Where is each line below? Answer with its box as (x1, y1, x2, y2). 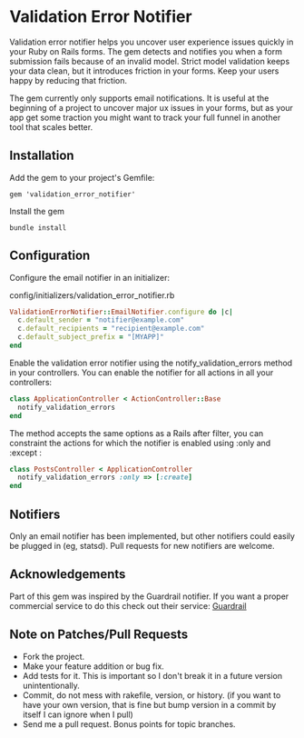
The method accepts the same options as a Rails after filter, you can (9, 427, 264, 438)
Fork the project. (22, 651, 85, 662)
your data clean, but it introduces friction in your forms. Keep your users (9, 65, 279, 76)
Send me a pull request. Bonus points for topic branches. (22, 718, 236, 729)
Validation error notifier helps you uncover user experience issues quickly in (9, 36, 294, 47)
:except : (9, 447, 43, 458)
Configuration (9, 248, 91, 264)
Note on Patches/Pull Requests (9, 627, 189, 643)
